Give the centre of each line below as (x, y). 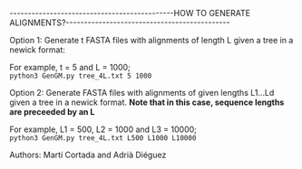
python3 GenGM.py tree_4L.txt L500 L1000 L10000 (103, 138)
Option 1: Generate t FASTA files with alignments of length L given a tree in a (151, 40)
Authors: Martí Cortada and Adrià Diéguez (88, 155)
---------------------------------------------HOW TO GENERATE (130, 13)
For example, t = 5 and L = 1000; (70, 67)
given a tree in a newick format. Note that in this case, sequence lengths (147, 102)
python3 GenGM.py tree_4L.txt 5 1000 (81, 76)
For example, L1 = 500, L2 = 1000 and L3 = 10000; (103, 129)
